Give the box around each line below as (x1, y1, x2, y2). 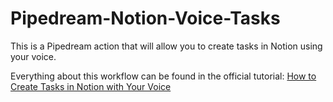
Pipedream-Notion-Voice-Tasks (10, 7, 281, 30)
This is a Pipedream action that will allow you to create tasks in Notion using (10, 40, 323, 52)
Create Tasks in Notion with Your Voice (10, 80, 172, 92)
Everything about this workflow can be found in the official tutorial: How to (10, 70, 317, 82)
